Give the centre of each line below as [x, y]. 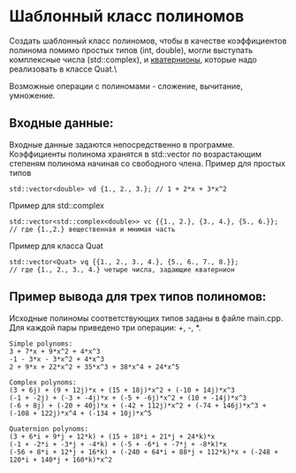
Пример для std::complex [57, 205]
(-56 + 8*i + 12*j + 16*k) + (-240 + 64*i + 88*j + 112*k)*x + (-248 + [144, 452]
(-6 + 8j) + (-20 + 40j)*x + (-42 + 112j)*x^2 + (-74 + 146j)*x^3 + [138, 405]
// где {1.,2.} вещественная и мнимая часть [92, 229]
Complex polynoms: [43, 382]
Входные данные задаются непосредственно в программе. [122, 144]
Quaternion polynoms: [49, 429]
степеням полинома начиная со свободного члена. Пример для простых [147, 163]
